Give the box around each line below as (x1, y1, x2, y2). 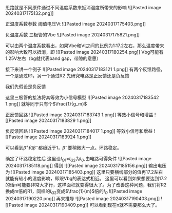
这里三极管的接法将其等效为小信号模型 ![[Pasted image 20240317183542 (5, 94, 159, 100)
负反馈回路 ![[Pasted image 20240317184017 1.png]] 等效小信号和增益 (5, 128, 153, 134)
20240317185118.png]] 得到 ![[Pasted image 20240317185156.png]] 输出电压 (5, 163, 167, 169)
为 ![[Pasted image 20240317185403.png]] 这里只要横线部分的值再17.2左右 (5, 169, 163, 175)
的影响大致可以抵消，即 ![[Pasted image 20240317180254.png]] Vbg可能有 (5, 49, 164, 55)
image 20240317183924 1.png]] (24, 134, 91, 140)
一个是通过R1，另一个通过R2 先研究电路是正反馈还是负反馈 (5, 73, 130, 78)
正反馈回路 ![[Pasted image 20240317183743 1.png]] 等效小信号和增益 (5, 112, 154, 118)
